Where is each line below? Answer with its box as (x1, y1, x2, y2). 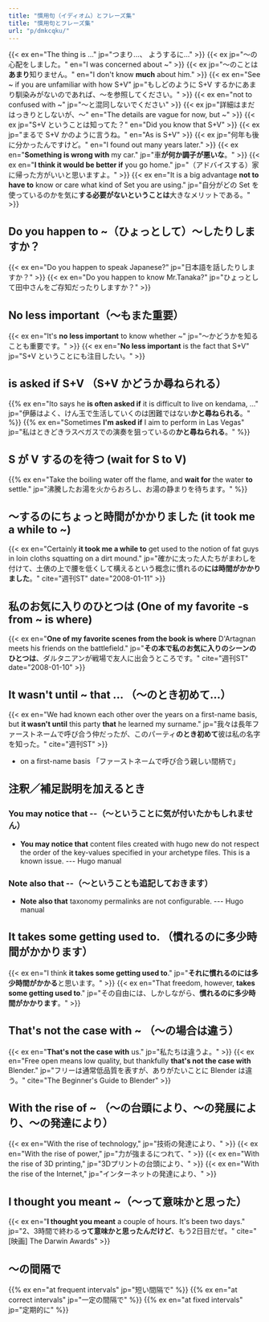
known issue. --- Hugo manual (19, 856, 122, 866)
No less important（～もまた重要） (8, 308, 185, 322)
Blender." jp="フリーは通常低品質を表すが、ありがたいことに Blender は (8, 1065, 246, 1075)
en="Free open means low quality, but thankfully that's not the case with (8, 1055, 251, 1065)
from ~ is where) (8, 612, 92, 626)
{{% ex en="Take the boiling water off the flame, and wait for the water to (8, 475, 253, 484)
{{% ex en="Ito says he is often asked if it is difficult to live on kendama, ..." (8, 398, 259, 408)
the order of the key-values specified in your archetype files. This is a (19, 847, 251, 857)
